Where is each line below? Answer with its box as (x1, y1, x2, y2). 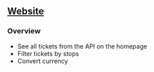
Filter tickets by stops (17, 49, 79, 57)
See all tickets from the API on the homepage (17, 42, 148, 51)
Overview (7, 26, 41, 36)
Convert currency (17, 57, 68, 65)
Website (7, 6, 44, 17)
